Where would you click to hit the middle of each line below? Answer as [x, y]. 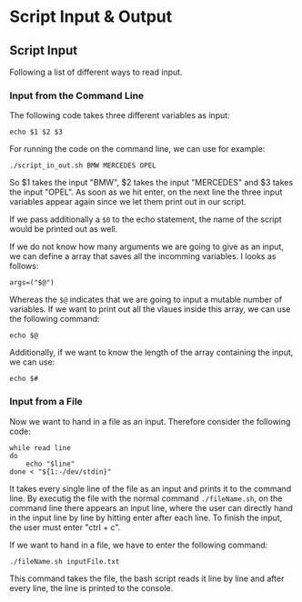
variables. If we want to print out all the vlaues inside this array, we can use [150, 309]
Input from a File [46, 402]
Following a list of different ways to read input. [96, 72]
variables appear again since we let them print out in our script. [128, 202]
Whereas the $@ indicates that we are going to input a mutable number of [146, 300]
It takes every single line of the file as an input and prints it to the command [151, 488]
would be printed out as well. [64, 229]
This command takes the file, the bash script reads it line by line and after [147, 578]
